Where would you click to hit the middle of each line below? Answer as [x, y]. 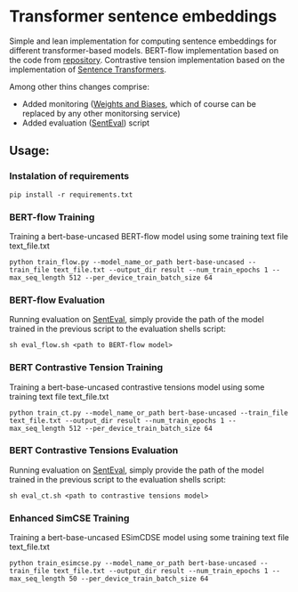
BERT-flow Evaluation [57, 300]
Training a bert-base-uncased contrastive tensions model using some [137, 387]
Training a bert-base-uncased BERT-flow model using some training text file [149, 236]
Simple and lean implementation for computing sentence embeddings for [143, 41]
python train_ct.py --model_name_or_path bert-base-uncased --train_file [149, 413]
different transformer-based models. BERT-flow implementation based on [144, 50]
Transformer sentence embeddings [143, 16]
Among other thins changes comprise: [79, 86]
